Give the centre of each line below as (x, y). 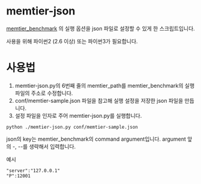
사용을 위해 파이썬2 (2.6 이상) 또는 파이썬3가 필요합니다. (72, 41)
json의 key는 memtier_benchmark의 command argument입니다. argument (96, 139)
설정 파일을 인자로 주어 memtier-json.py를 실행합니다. (78, 115)
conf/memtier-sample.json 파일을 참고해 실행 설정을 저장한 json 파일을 (99, 100)
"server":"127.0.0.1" (33, 170)
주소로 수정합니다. (52, 93)
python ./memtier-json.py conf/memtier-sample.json (72, 127)
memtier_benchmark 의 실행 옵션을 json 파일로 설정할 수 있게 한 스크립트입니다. (100, 28)
